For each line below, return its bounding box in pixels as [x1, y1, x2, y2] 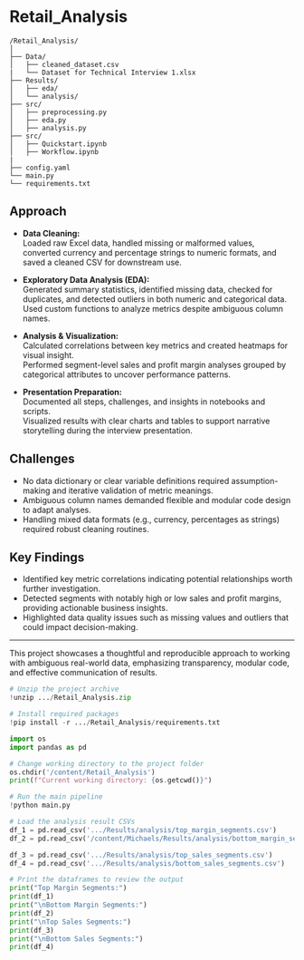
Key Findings [9, 549, 85, 565]
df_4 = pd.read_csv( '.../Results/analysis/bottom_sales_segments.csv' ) [9, 858, 285, 868]
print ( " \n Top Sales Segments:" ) [9, 917, 131, 926]
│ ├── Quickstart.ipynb [9, 139, 107, 149]
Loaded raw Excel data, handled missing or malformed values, [22, 238, 255, 248]
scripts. [22, 405, 52, 416]
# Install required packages [9, 710, 119, 719]
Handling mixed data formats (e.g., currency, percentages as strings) [22, 514, 280, 525]
